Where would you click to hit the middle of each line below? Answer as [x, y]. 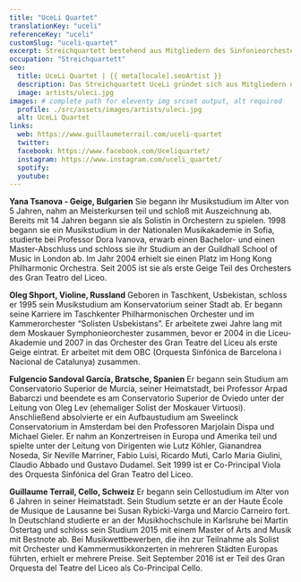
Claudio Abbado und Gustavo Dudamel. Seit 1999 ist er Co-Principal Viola [145, 465]
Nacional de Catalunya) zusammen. [75, 362]
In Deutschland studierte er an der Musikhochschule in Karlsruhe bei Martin [149, 520]
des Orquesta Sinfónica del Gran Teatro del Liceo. [101, 474]
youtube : [34, 176]
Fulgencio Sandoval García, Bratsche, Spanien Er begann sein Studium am [149, 379]
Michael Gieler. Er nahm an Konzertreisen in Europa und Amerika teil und [143, 437]
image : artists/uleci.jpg [66, 92]
